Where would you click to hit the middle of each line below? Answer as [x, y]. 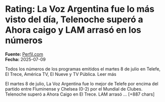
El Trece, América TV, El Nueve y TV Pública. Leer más [61, 74]
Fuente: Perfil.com [24, 54]
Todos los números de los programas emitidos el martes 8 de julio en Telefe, [83, 69]
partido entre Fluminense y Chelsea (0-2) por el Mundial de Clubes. [74, 89]
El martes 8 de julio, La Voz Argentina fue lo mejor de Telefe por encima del [82, 84]
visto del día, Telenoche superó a [74, 19]
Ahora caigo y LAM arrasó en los [73, 30]
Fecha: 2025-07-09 [25, 59]
